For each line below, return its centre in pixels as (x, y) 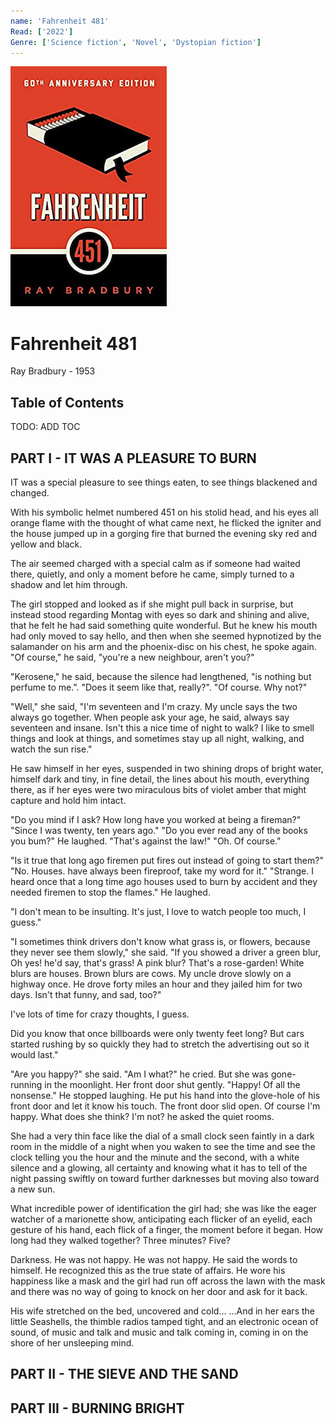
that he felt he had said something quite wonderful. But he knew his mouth (164, 625)
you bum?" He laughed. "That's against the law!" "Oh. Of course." (146, 841)
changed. (30, 492)
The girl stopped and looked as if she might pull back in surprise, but (152, 604)
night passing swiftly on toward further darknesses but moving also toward (165, 1178)
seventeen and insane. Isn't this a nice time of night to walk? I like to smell (162, 727)
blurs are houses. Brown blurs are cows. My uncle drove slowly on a (151, 973)
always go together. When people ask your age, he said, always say (150, 717)
